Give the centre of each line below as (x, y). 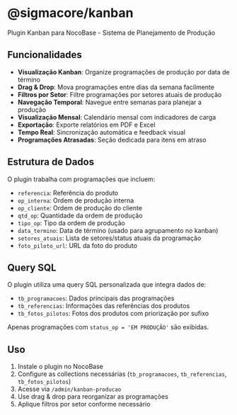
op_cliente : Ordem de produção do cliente (80, 207)
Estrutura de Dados (51, 162)
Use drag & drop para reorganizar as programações (93, 397)
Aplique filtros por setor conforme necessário (84, 404)
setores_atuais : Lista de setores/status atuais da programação (109, 238)
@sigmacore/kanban (70, 13)
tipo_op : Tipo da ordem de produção (71, 223)
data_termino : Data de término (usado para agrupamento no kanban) (118, 230)
